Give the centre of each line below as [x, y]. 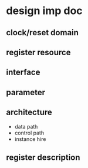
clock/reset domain [43, 33]
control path [29, 133]
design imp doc [45, 11]
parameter [26, 92]
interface [23, 73]
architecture [29, 112]
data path [26, 126]
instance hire [30, 139]
